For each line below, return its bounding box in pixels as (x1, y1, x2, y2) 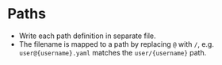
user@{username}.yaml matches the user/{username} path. (18, 48, 207, 57)
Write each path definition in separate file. (18, 31, 156, 40)
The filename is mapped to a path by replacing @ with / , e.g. (18, 39, 215, 48)
